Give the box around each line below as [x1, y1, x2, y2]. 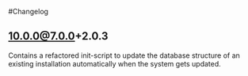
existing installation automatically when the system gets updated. [8, 59, 222, 68]
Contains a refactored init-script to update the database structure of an [8, 51, 240, 60]
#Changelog [8, 7, 49, 16]
